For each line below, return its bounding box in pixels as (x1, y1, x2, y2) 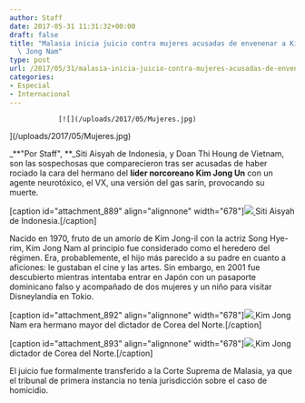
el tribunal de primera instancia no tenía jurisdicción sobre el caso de (9, 375, 268, 386)
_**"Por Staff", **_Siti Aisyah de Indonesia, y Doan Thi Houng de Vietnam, (9, 147, 284, 159)
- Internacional (9, 89, 71, 98)
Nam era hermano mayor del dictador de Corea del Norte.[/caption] (9, 319, 262, 330)
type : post (9, 55, 51, 65)
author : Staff (9, 13, 64, 23)
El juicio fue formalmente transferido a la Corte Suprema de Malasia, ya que (9, 365, 292, 376)
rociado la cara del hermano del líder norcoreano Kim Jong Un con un (9, 167, 274, 178)
